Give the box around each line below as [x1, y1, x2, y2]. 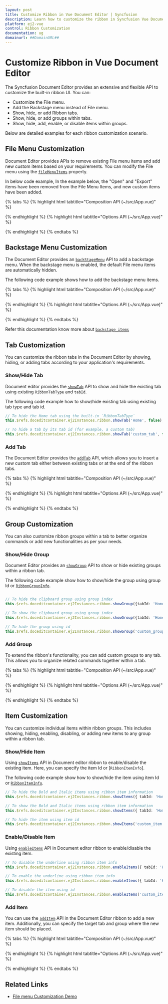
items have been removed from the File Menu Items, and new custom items [5, 183, 160, 189]
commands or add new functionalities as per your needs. [5, 539, 122, 545]
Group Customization [5, 520, 73, 529]
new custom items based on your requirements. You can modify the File [5, 163, 153, 169]
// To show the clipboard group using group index [5, 611, 113, 616]
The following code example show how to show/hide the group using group [5, 577, 161, 584]
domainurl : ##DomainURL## [5, 36, 59, 41]
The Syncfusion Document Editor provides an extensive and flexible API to [5, 84, 158, 90]
